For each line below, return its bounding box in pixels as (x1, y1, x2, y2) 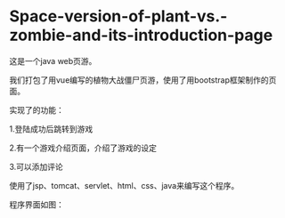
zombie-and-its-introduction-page (9, 25, 273, 45)
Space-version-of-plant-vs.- (9, 6, 228, 27)
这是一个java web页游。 (9, 55, 97, 66)
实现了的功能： (9, 104, 64, 115)
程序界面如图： (9, 198, 64, 210)
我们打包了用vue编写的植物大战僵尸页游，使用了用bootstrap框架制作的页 (9, 74, 277, 85)
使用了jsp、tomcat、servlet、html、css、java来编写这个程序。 (9, 180, 240, 190)
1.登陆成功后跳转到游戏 (9, 123, 94, 134)
